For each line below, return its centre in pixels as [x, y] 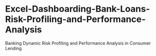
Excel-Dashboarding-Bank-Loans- [78, 9]
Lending [14, 48]
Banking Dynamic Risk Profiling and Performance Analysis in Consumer [78, 43]
